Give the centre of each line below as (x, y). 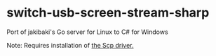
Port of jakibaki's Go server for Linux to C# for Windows (88, 32)
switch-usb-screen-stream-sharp (108, 13)
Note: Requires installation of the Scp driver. (70, 45)
